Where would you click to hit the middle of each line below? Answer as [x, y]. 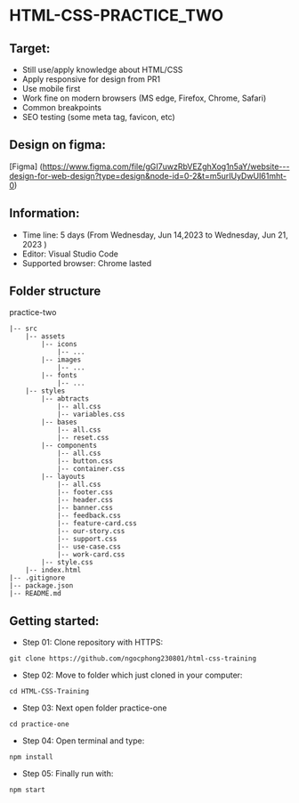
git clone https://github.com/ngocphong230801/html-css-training [133, 659]
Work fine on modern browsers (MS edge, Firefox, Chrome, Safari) [144, 98]
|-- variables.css [91, 415]
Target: [30, 49]
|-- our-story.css [91, 531]
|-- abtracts [65, 399]
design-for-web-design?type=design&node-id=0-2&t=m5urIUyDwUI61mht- [148, 175]
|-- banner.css [85, 508]
